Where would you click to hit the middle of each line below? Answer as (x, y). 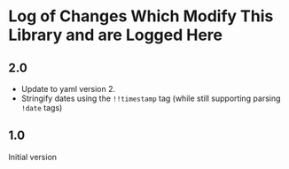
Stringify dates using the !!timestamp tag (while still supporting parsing (151, 98)
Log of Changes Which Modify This (141, 16)
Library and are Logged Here (116, 35)
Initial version (33, 157)
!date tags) (42, 108)
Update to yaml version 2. (68, 89)
